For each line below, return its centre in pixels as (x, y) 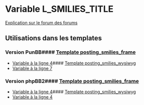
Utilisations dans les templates (54, 38)
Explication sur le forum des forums (41, 23)
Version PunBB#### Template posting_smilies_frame (71, 52)
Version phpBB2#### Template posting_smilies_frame (72, 81)
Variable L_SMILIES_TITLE (59, 9)
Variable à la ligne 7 (32, 68)
